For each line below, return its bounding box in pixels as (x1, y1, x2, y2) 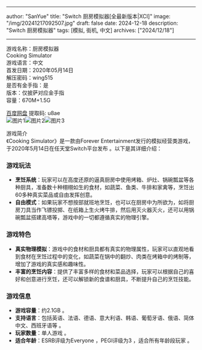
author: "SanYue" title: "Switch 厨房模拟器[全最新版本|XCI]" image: (6, 13, 171, 20)
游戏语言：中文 (6, 59, 43, 66)
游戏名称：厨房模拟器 (6, 45, 59, 52)
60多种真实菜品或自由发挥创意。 (14, 191, 96, 199)
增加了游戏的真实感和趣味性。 (14, 260, 89, 267)
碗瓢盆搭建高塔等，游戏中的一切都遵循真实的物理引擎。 (14, 214, 152, 221)
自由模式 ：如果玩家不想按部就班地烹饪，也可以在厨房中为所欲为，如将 (14, 199, 189, 206)
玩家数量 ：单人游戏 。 (14, 329, 70, 336)
